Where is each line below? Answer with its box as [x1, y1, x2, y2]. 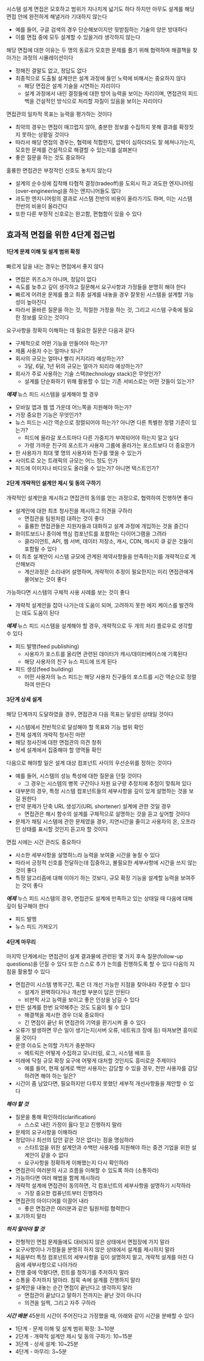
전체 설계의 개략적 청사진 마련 [15, 731, 85, 738]
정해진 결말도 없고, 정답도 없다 [15, 67, 87, 74]
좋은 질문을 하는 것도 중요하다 [15, 154, 85, 161]
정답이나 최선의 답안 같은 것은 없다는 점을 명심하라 [15, 1136, 134, 1144]
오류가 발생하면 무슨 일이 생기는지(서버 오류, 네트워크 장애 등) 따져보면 [15, 1027, 181, 1034]
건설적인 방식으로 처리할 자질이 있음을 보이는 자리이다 [35, 97, 163, 105]
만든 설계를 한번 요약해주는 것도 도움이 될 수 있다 [15, 1004, 131, 1011]
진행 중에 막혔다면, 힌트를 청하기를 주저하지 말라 [15, 1269, 129, 1276]
